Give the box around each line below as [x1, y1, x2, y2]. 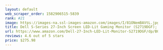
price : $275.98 [5, 38, 36, 43]
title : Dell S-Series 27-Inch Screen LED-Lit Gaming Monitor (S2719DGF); [5, 25, 158, 30]
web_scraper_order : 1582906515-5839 [5, 11, 79, 16]
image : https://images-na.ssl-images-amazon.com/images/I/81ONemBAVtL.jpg [5, 20, 160, 25]
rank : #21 [5, 16, 25, 20]
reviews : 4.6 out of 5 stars [5, 34, 64, 39]
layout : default [5, 7, 38, 12]
